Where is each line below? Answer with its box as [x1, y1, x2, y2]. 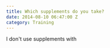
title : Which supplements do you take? [6, 8, 105, 15]
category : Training [6, 19, 54, 25]
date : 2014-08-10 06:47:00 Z [6, 14, 78, 20]
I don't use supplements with [6, 36, 77, 43]
